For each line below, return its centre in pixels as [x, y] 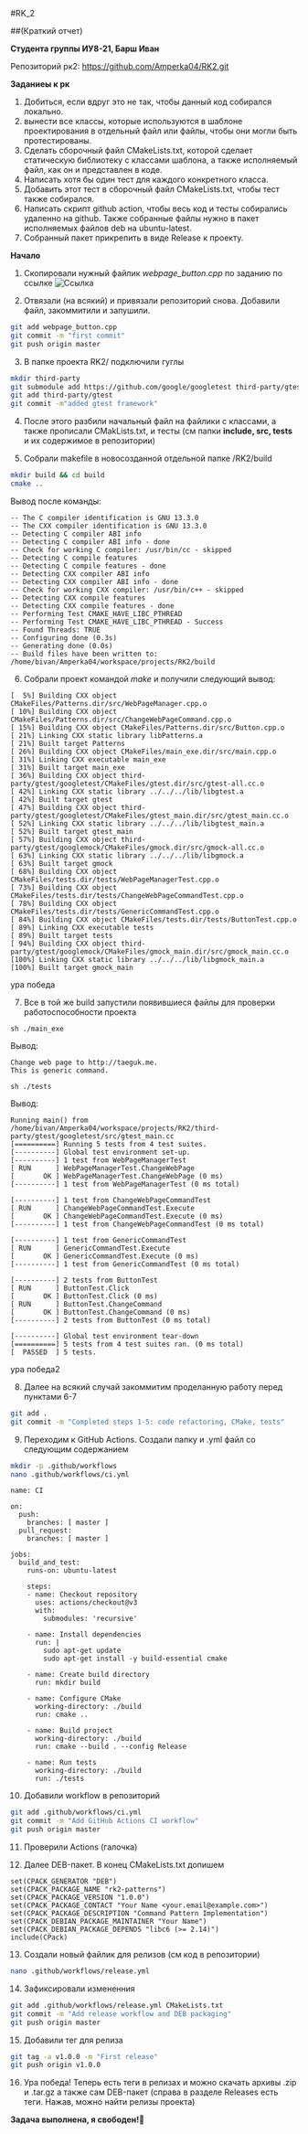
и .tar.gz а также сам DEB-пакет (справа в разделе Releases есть [151, 2092]
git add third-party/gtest [62, 395]
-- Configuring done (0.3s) [64, 638]
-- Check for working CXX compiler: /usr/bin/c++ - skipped [127, 590]
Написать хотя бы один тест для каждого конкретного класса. [146, 179]
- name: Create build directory [88, 1675]
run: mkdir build [68, 1683]
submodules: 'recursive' [90, 1619]
